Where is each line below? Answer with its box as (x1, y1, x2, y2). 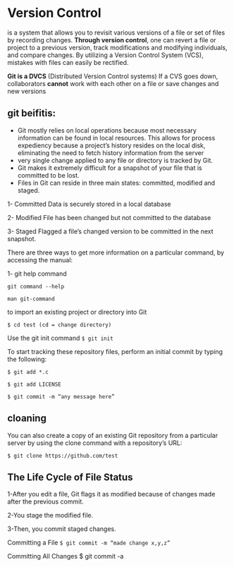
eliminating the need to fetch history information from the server (17, 148, 204, 157)
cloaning (7, 413, 47, 425)
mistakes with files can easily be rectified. (7, 58, 129, 66)
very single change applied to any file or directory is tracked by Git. (17, 156, 214, 164)
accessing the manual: (7, 255, 73, 264)
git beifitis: (7, 107, 56, 119)
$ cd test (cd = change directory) (7, 321, 112, 329)
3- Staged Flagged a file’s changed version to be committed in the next (7, 227, 214, 236)
